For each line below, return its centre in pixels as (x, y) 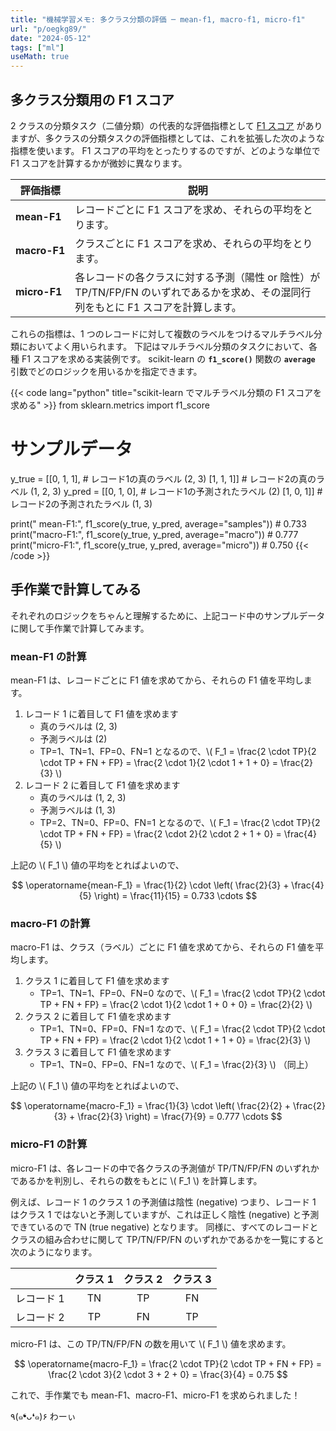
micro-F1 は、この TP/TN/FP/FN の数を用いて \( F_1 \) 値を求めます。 (151, 1343)
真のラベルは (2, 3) (78, 726)
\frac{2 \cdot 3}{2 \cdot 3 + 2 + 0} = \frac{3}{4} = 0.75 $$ (168, 1374)
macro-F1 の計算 (50, 923)
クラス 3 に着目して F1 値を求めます (98, 1052)
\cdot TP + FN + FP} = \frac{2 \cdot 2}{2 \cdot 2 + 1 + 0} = (160, 833)
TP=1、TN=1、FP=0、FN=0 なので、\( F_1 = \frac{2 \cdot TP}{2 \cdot (182, 993)
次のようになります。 (54, 1252)
